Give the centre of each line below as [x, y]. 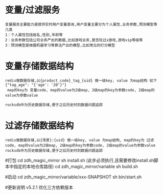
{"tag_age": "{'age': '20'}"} [36, 85]
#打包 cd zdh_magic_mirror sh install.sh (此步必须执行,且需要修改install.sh [80, 160]
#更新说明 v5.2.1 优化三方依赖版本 [39, 187]
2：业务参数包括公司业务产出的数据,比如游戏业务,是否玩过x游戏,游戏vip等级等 [74, 40]
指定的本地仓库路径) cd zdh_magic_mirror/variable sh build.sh [76, 166]
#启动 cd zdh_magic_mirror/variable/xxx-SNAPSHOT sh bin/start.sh [73, 177]
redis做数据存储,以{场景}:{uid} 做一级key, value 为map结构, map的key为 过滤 [80, 140]
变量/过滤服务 [33, 10]
